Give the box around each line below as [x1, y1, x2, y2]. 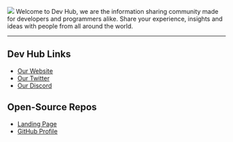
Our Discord [17, 81, 52, 90]
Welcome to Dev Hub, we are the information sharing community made [15, 8, 218, 15]
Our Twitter [17, 74, 50, 82]
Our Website [17, 66, 53, 75]
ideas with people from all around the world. [7, 22, 134, 30]
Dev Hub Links [7, 48, 71, 60]
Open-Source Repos [7, 101, 97, 113]
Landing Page [17, 119, 58, 128]
